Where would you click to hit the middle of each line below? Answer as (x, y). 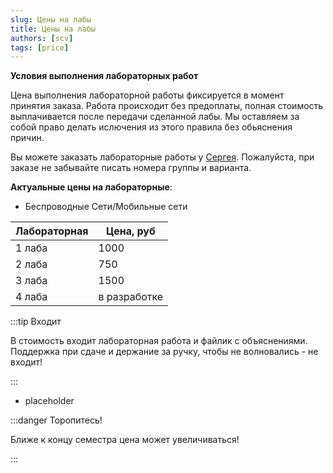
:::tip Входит (36, 322)
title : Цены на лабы (53, 29)
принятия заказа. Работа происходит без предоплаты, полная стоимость (167, 106)
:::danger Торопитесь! (56, 420)
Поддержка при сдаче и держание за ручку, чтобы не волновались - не (164, 352)
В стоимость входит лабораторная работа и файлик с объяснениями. (159, 341)
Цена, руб (130, 231)
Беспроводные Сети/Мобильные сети (106, 207)
